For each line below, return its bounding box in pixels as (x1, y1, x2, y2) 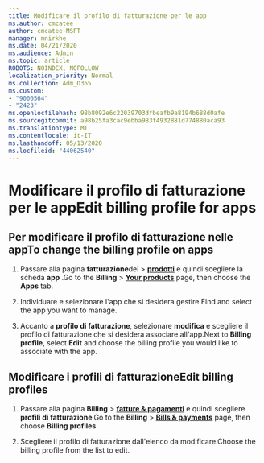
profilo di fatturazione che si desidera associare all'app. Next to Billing (19, 329, 252, 339)
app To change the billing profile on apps (8, 242, 214, 256)
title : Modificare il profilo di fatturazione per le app (8, 11, 207, 20)
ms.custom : (8, 86, 45, 95)
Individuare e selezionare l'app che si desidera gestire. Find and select (19, 297, 252, 307)
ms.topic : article (8, 57, 70, 65)
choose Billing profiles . (19, 421, 98, 431)
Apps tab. (19, 281, 54, 291)
